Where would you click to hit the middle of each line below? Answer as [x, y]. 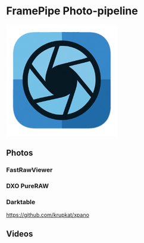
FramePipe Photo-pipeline [72, 11]
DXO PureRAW [28, 186]
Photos [20, 153]
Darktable [21, 202]
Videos [20, 234]
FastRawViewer [29, 170]
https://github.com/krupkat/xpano [48, 215]
